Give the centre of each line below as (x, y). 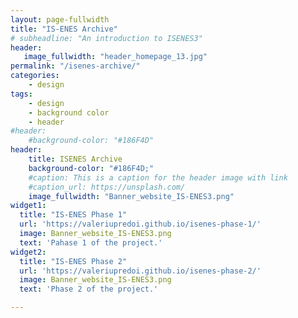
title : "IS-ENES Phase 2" (73, 261)
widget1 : (28, 206)
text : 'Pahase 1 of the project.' (91, 242)
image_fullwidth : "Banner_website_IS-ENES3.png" (131, 196)
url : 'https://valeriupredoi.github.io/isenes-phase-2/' (140, 271)
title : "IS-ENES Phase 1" (73, 215)
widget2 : (28, 252)
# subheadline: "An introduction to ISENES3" (106, 38)
